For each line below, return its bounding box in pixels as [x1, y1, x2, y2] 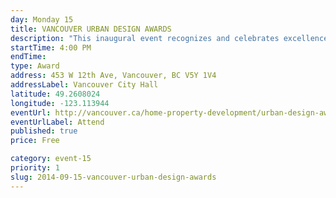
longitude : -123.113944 [10, 98, 110, 108]
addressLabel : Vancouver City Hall [10, 80, 159, 90]
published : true [10, 126, 78, 136]
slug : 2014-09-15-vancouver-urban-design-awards [10, 172, 217, 182]
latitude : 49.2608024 [10, 89, 101, 99]
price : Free [10, 136, 60, 146]
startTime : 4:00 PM [10, 42, 92, 53]
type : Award [10, 61, 60, 71]
